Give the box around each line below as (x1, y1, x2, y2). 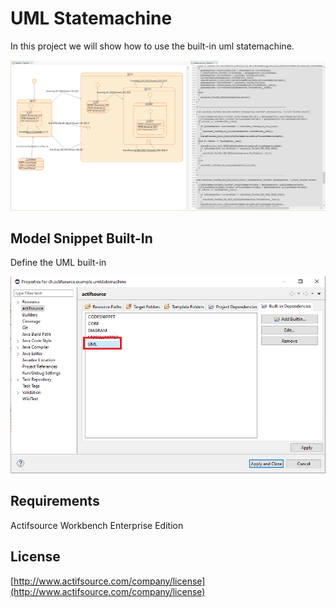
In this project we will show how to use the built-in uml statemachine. (10, 40, 295, 52)
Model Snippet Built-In (10, 230, 153, 247)
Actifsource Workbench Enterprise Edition (10, 519, 184, 531)
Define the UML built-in (10, 257, 107, 269)
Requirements (10, 493, 100, 510)
